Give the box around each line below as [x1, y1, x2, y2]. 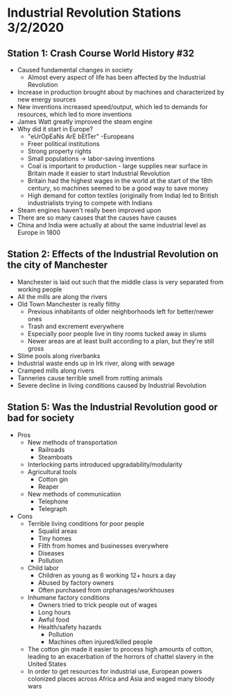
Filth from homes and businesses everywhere [37, 541, 169, 550]
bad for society [7, 412, 75, 424]
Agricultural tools [27, 467, 77, 476]
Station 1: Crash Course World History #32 [7, 47, 194, 59]
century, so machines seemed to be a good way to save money [27, 184, 209, 192]
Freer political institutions [27, 140, 100, 147]
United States [27, 659, 67, 668]
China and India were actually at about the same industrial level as [17, 221, 207, 229]
